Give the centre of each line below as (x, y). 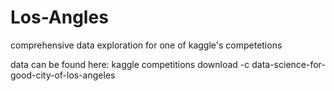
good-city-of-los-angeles (63, 75)
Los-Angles (59, 17)
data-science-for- (288, 64)
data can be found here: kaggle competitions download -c (130, 64)
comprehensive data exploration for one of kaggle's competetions (146, 45)
